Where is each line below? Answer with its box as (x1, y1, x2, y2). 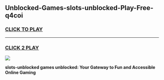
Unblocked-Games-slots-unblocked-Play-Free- (5, 4, 154, 12)
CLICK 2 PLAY (5, 44, 39, 51)
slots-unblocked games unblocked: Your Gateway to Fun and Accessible (5, 64, 155, 70)
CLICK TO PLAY (5, 26, 43, 33)
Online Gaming (5, 69, 36, 75)
